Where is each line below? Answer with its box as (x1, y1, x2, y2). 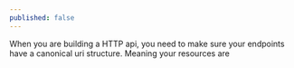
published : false (9, 13, 75, 23)
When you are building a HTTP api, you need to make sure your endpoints (9, 38, 285, 49)
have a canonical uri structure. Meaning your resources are (9, 47, 231, 59)
